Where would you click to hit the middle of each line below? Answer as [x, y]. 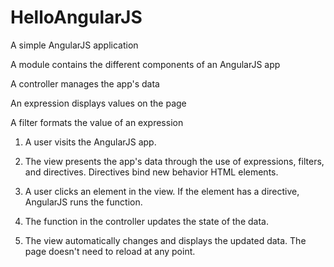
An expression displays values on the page [98, 103]
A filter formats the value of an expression [97, 122]
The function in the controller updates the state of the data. [146, 221]
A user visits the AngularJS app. [90, 142]
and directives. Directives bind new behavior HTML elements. [151, 172]
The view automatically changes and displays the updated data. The [165, 240]
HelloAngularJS [76, 17]
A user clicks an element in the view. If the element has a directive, [162, 191]
